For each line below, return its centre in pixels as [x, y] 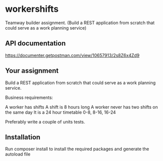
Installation [23, 137]
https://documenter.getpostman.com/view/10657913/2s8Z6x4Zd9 [72, 55]
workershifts [32, 9]
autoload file [18, 154]
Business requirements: [29, 97]
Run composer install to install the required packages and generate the [77, 149]
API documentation [35, 44]
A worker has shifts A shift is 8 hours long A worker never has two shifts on [81, 107]
